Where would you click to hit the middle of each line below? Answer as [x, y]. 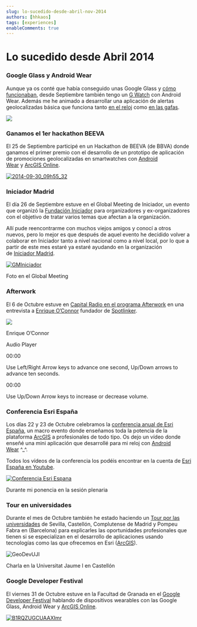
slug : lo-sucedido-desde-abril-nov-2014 [56, 11]
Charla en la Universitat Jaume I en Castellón [61, 566]
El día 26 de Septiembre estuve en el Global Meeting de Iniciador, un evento [98, 204]
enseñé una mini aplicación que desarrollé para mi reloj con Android [89, 443]
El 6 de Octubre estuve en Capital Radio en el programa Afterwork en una [95, 304]
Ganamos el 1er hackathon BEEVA [55, 133]
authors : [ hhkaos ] [29, 17]
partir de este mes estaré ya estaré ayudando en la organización [84, 247]
